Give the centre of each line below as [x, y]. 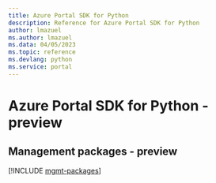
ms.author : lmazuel [40, 37]
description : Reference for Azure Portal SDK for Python [104, 23]
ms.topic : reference [42, 52]
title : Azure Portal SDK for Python [68, 15]
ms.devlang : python [40, 60]
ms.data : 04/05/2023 [42, 45]
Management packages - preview [93, 152]
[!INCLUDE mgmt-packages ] [55, 170]
